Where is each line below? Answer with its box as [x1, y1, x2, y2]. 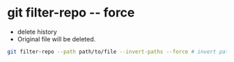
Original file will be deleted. [17, 34, 96, 43]
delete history [17, 28, 57, 36]
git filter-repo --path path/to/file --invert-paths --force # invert [7, 48, 217, 55]
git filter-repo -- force [7, 5, 135, 21]
